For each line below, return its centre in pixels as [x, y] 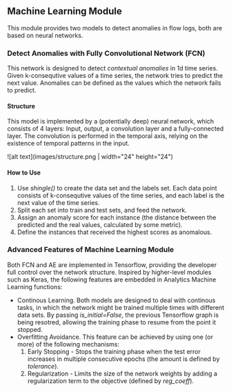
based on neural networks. [45, 35]
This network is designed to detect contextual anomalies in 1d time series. [113, 68]
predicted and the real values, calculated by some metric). [100, 224]
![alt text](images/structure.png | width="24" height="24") [90, 157]
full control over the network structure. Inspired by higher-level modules [109, 272]
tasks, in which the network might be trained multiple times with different [121, 307]
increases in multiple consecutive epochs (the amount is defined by [123, 359]
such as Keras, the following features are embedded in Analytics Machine [112, 280]
